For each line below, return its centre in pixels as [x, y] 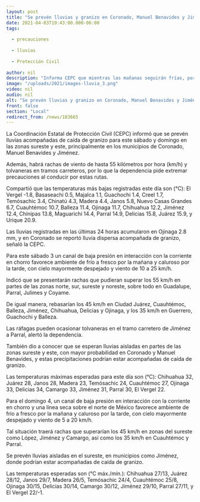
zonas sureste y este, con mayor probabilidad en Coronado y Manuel [91, 353]
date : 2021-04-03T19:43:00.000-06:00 [53, 23]
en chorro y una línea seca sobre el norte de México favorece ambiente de [98, 407]
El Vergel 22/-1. [25, 492]
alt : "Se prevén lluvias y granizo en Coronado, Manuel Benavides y [93, 100]
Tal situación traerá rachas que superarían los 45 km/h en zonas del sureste [99, 432]
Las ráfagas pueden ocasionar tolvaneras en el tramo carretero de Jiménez [99, 329]
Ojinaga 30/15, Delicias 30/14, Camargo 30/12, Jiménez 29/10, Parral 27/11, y [100, 487]
